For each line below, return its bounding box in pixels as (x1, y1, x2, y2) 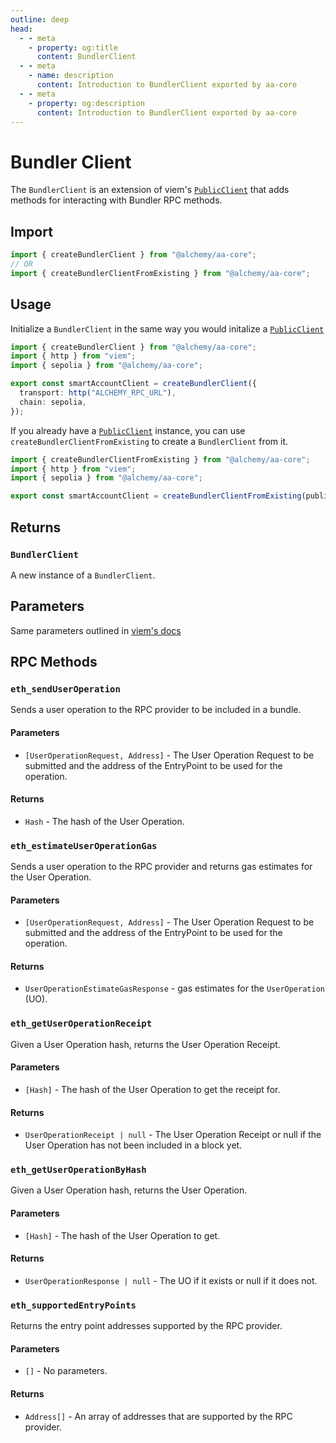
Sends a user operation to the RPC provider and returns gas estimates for (10, 861, 313, 873)
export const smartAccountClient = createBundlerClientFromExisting (10, 491, 302, 501)
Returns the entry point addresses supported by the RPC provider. (10, 1320, 283, 1332)
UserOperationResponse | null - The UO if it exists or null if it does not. (24, 1274, 318, 1286)
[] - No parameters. (24, 1365, 108, 1377)
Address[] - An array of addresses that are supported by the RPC (24, 1410, 293, 1422)
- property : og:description (28, 98, 145, 108)
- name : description (28, 71, 114, 81)
